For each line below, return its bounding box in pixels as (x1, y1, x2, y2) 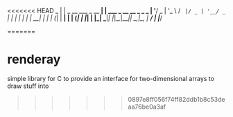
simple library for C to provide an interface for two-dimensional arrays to (7, 74, 215, 82)
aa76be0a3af (128, 102, 166, 111)
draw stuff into (7, 82, 49, 90)
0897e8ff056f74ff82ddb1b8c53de (128, 95, 225, 103)
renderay (7, 52, 61, 67)
